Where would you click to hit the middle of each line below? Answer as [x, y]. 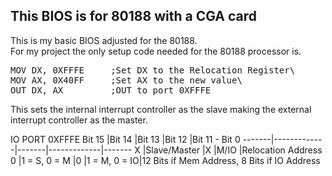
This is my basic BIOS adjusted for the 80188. [104, 40]
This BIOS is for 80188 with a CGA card [133, 16]
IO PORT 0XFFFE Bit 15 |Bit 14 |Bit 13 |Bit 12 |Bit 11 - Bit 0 [125, 139]
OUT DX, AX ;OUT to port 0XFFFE [111, 90]
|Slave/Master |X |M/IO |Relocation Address [232, 150]
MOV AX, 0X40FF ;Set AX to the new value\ [126, 80]
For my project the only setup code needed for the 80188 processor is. [156, 51]
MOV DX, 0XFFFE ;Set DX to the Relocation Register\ [153, 70]
